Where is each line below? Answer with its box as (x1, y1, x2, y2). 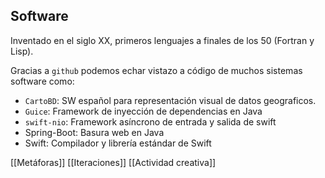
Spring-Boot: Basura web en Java (24, 126, 165, 138)
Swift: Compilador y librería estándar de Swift (24, 137, 212, 149)
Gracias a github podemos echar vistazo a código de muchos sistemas (10, 64, 303, 76)
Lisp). (10, 45, 34, 57)
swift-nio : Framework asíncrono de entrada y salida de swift (24, 115, 277, 128)
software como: (10, 75, 75, 87)
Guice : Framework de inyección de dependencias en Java (24, 105, 263, 117)
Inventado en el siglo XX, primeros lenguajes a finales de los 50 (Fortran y (10, 34, 315, 46)
